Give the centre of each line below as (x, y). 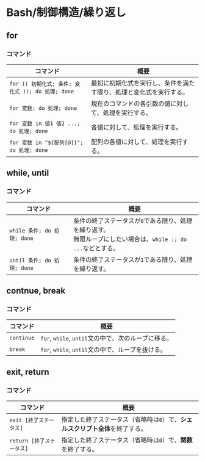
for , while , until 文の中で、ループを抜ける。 (103, 350)
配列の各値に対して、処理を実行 (137, 142)
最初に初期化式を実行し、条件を (137, 83)
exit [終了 (24, 420)
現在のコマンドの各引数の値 (131, 103)
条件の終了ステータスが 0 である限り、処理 (133, 220)
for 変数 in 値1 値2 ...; (45, 123)
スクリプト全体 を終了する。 (107, 428)
